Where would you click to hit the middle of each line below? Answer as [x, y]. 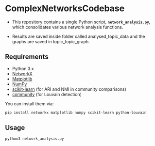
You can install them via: [29, 104]
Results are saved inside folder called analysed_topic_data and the [78, 36]
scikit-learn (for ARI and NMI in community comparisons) [69, 89]
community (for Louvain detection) [47, 94]
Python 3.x [23, 68]
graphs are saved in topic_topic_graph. [51, 41]
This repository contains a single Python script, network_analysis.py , [81, 22]
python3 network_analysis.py [34, 139]
